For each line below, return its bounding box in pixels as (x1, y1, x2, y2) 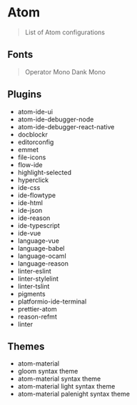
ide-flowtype (17, 191, 56, 199)
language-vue (17, 236, 59, 245)
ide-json (17, 206, 43, 214)
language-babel (17, 244, 65, 252)
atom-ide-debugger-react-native (17, 122, 115, 131)
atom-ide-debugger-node (17, 115, 94, 124)
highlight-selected (17, 168, 72, 176)
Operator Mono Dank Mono (24, 67, 106, 76)
